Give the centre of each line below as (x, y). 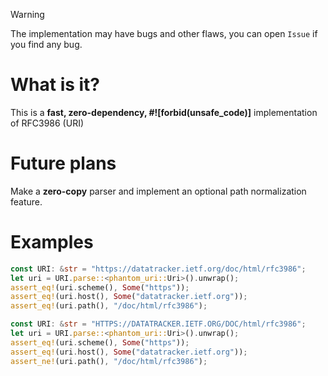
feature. (26, 201)
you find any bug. (46, 44)
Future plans (63, 163)
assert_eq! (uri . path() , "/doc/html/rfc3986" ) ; (109, 306)
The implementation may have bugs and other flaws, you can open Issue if (164, 33)
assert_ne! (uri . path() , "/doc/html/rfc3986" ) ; (109, 361)
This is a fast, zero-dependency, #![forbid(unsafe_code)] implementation (164, 112)
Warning (27, 14)
